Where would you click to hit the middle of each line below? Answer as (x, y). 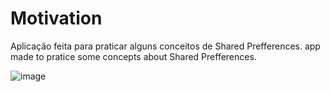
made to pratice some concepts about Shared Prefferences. (133, 56)
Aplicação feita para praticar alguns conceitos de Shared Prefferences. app (165, 46)
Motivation (56, 18)
